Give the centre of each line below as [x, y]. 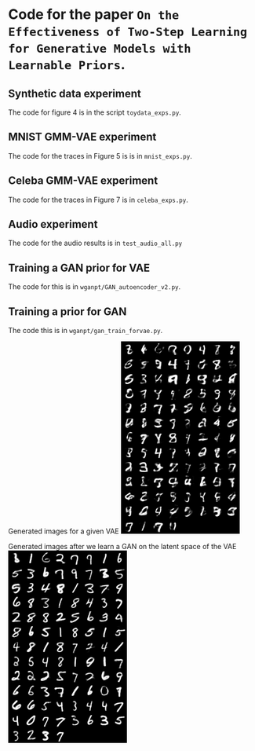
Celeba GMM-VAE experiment [83, 181]
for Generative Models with [100, 49]
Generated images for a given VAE [64, 531]
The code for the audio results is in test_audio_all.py [95, 243]
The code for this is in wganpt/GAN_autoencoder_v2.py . [95, 287]
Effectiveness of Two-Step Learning [128, 33]
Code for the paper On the [94, 15]
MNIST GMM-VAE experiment [82, 137]
